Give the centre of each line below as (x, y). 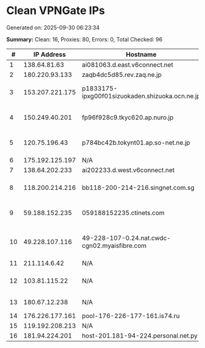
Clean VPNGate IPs (56, 11)
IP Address (49, 54)
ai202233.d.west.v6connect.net (128, 170)
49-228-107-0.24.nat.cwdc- (126, 237)
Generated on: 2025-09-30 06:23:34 (53, 27)
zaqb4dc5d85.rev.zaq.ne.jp (122, 74)
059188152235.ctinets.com (123, 212)
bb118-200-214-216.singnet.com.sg (138, 187)
